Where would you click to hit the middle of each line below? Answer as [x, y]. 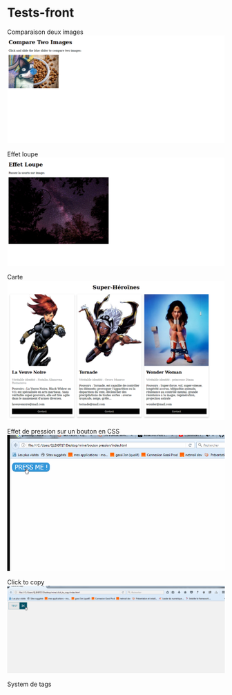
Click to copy [26, 582]
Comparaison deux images [46, 32]
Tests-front [41, 13]
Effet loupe [23, 154]
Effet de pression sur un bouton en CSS [63, 432]
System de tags [29, 684]
